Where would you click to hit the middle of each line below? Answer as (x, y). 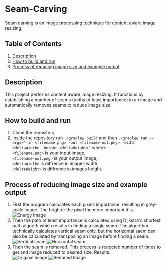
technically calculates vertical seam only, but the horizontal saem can (84, 231)
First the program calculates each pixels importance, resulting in (78, 204)
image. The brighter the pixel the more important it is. (79, 210)
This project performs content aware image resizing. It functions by (74, 94)
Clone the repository (33, 133)
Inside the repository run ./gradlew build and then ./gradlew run (80, 138)
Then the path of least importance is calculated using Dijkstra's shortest (86, 220)
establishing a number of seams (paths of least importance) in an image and (84, 100)
